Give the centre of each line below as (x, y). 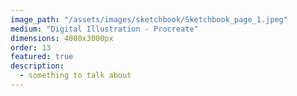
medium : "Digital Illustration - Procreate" (104, 29)
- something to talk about (75, 76)
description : (37, 66)
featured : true (42, 57)
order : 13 (31, 47)
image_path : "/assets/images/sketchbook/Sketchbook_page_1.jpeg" (149, 19)
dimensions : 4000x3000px (62, 38)
